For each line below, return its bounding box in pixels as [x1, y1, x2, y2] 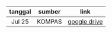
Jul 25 [11, 18, 30, 25]
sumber [38, 8, 61, 15]
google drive [68, 18, 103, 25]
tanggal [9, 8, 31, 15]
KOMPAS [37, 18, 62, 25]
